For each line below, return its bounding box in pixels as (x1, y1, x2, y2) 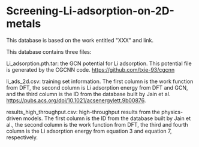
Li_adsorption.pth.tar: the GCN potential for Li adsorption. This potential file (6, 60, 192, 67)
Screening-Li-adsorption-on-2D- (6, 4, 175, 18)
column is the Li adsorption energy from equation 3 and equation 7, (6, 127, 172, 134)
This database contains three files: (6, 48, 92, 55)
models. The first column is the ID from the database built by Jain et (23, 115, 191, 122)
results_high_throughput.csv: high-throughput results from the (6, 108, 161, 115)
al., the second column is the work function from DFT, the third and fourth (6, 121, 189, 128)
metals (6, 17, 41, 30)
